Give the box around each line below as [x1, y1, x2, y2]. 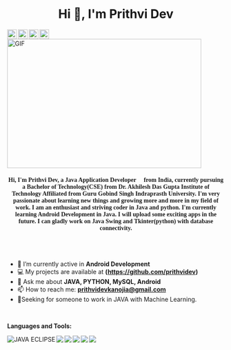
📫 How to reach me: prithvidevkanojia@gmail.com [17, 285, 166, 294]
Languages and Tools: [7, 322, 72, 330]
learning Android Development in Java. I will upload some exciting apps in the [14, 210, 217, 218]
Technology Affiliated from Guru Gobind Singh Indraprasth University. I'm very [11, 189, 221, 197]
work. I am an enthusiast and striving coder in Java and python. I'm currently [15, 203, 217, 211]
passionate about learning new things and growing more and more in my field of [12, 196, 219, 204]
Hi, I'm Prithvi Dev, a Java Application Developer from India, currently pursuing [8, 176, 224, 183]
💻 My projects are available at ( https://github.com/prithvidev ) [17, 268, 199, 276]
